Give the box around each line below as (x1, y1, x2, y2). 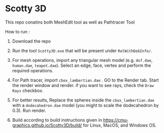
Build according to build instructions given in (12, 117, 102, 123)
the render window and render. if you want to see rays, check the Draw (12, 82, 154, 88)
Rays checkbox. (12, 87, 44, 93)
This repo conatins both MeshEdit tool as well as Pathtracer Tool (5, 19, 135, 25)
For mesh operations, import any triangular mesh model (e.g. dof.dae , (12, 57, 153, 63)
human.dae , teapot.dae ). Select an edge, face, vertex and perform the (12, 62, 151, 68)
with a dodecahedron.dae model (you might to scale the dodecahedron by (12, 102, 159, 108)
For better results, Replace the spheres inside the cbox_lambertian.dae (12, 97, 155, 103)
